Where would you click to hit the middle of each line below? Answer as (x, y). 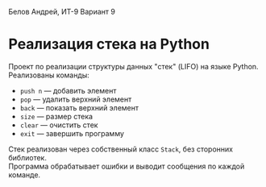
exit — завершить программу (72, 133)
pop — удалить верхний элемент (76, 99)
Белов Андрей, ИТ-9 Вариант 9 (62, 12)
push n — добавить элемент (68, 90)
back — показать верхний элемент (79, 107)
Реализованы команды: (49, 75)
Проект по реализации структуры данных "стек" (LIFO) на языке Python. (134, 66)
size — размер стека (56, 116)
